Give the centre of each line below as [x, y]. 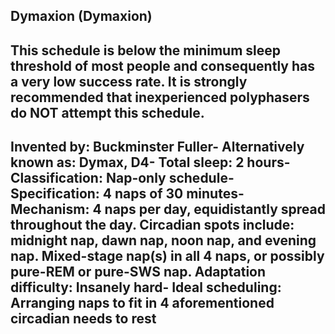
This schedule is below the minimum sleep [145, 50]
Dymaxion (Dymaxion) [81, 16]
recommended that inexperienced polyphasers [160, 97]
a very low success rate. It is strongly [129, 81]
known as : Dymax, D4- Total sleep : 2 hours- [150, 162]
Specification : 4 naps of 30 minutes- [127, 194]
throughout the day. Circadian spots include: [152, 225]
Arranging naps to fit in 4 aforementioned [142, 303]
